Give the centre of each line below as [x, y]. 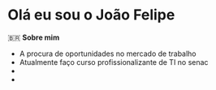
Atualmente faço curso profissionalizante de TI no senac [114, 62]
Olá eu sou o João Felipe [91, 15]
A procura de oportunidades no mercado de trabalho [108, 54]
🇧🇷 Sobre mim [34, 37]
